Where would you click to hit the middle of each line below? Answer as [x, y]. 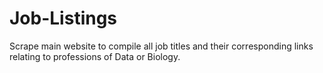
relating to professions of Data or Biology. [95, 56]
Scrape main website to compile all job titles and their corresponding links [161, 46]
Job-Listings [63, 18]
